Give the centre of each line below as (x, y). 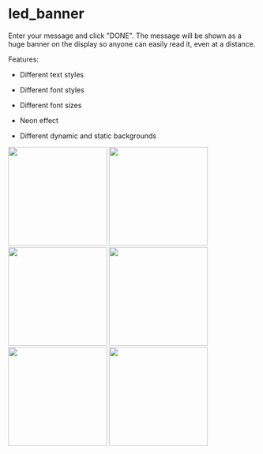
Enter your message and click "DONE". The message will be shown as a (125, 36)
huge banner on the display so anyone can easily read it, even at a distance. (132, 43)
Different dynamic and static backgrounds (88, 136)
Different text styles (52, 74)
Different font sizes (51, 105)
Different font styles (52, 90)
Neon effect (39, 120)
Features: (24, 59)
